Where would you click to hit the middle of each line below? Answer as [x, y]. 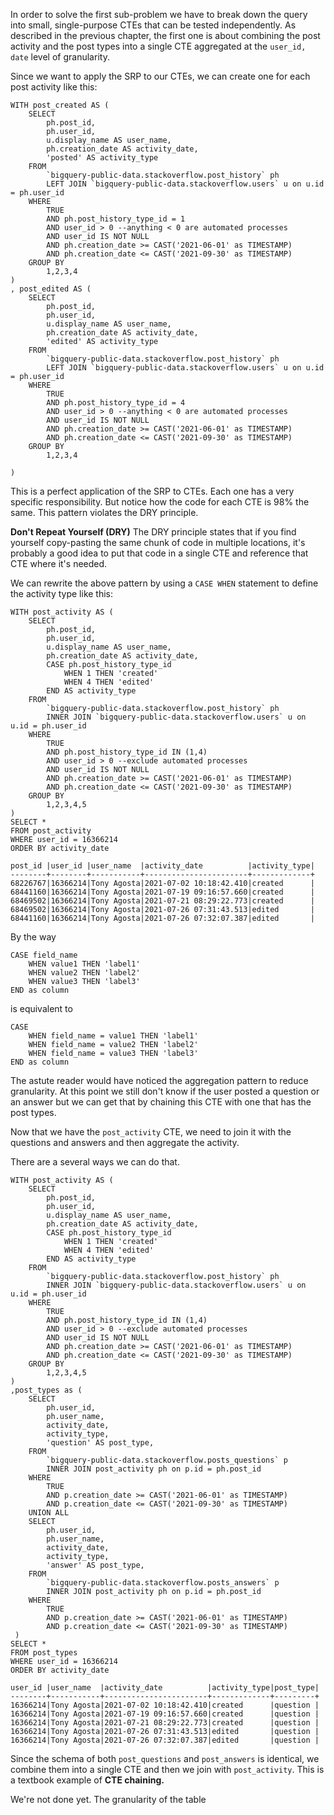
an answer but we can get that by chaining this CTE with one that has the [161, 1102]
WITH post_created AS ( [60, 105]
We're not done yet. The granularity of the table [108, 1799]
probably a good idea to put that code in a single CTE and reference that [159, 553]
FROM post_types [44, 1653]
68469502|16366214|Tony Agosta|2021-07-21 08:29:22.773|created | [162, 901]
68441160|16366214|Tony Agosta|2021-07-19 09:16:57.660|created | [162, 892]
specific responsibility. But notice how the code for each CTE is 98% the [160, 502]
